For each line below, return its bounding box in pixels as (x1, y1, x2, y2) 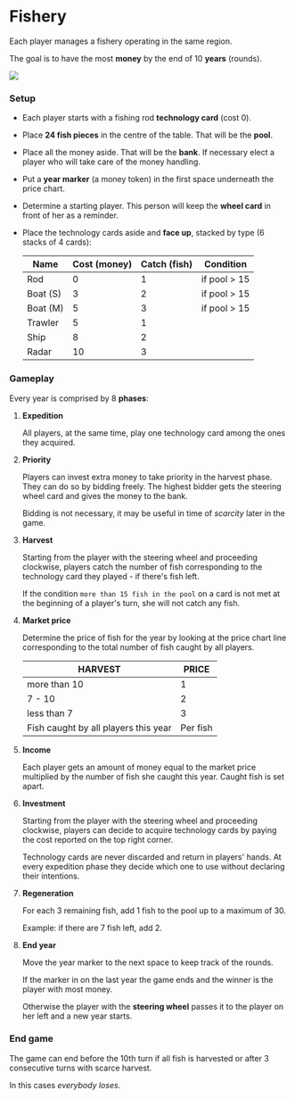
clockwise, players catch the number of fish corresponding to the (21, 561, 263, 572)
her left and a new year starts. (21, 1011, 133, 1021)
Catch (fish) (141, 258, 193, 271)
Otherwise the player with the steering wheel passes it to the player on (21, 1001, 284, 1012)
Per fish (180, 721, 213, 734)
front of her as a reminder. (21, 210, 119, 221)
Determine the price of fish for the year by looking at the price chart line (21, 632, 287, 643)
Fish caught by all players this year (26, 721, 172, 734)
